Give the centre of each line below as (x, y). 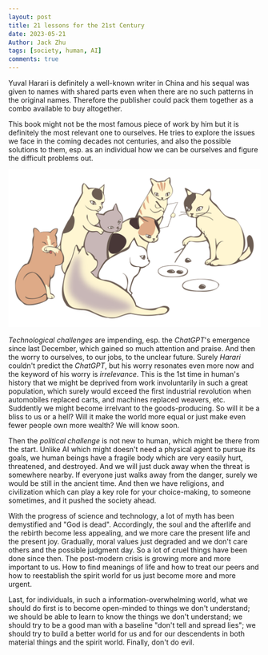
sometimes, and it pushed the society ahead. (82, 500)
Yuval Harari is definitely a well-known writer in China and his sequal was (129, 83)
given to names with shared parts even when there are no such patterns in (131, 91)
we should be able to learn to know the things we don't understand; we (125, 617)
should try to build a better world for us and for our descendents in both (127, 634)
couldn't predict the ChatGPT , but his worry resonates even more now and (131, 366)
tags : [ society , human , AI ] (55, 51)
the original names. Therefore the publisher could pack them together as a (131, 100)
